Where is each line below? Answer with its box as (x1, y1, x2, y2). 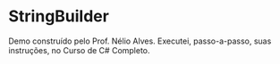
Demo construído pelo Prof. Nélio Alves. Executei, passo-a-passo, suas (8, 36, 272, 46)
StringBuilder (8, 6, 109, 27)
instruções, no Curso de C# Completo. (8, 44, 150, 55)
